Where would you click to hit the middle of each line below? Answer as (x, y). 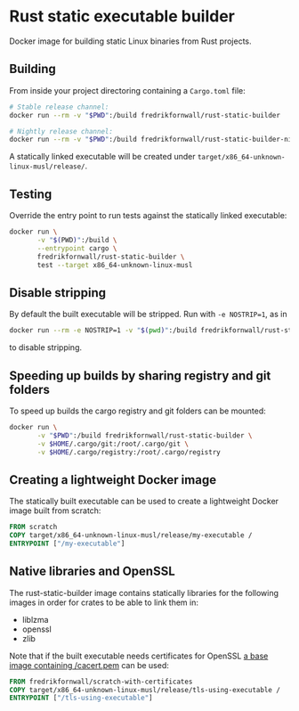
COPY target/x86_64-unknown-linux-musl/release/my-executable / (131, 535)
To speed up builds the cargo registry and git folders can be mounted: (138, 411)
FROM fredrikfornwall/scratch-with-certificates (101, 682)
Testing (31, 194)
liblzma (35, 619)
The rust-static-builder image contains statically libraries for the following (144, 592)
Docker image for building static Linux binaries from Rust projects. (130, 41)
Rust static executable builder (122, 16)
